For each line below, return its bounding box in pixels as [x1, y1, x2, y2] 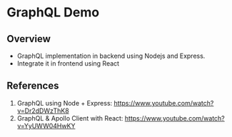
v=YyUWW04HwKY [16, 121, 76, 130]
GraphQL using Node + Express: [16, 98, 113, 107]
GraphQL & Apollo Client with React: [16, 113, 123, 122]
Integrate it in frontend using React [16, 59, 119, 68]
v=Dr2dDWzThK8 [16, 106, 69, 115]
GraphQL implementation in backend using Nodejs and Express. [16, 51, 206, 60]
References [6, 80, 59, 92]
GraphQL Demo [6, 4, 100, 21]
